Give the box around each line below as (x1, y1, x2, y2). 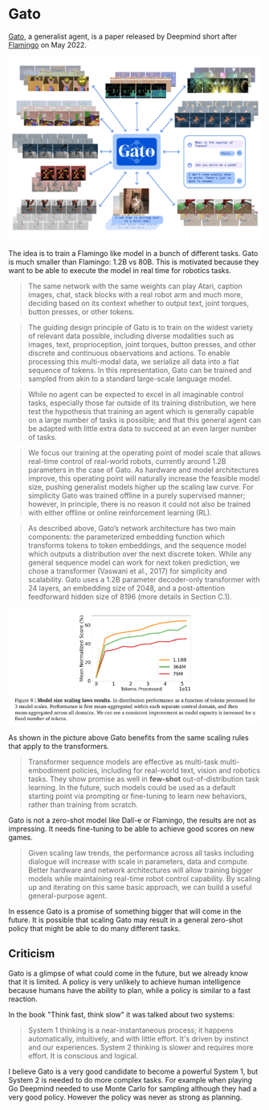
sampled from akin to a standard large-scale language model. (27, 374, 232, 383)
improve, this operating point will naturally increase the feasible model (27, 474, 260, 483)
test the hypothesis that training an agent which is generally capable (27, 407, 255, 416)
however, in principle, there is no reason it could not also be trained (27, 499, 251, 509)
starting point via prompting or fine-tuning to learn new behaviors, (27, 791, 247, 801)
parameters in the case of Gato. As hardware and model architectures (27, 465, 259, 475)
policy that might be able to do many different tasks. (8, 923, 181, 933)
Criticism (8, 947, 55, 961)
